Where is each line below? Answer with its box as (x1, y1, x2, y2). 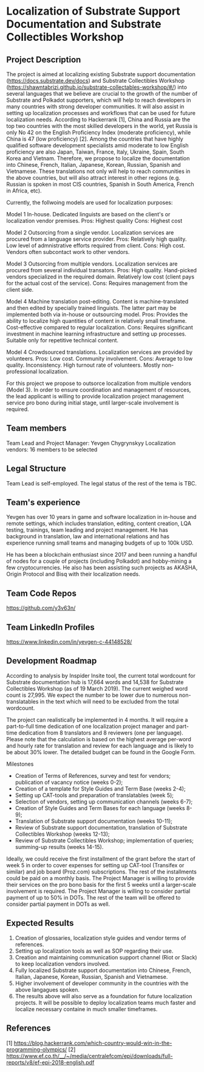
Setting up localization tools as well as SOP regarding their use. (15, 947, 174, 954)
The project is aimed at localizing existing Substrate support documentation (6, 71, 196, 77)
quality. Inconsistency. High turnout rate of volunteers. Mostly (6, 361, 161, 368)
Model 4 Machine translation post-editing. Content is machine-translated (6, 298, 189, 305)
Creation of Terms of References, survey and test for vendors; (15, 772, 171, 779)
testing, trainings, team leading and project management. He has (6, 526, 168, 534)
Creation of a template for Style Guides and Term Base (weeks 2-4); (15, 785, 186, 792)
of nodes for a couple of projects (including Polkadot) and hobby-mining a (6, 557, 192, 565)
